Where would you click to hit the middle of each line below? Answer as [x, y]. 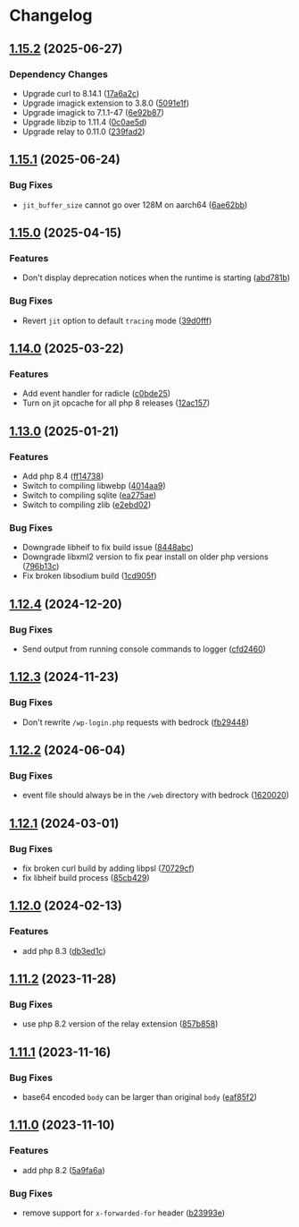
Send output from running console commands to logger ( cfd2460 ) [144, 649]
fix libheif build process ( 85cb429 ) [86, 877]
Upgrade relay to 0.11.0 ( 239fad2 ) [83, 132]
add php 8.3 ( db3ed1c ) [64, 950]
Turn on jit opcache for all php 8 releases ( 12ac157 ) [116, 403]
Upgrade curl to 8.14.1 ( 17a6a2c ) [81, 93]
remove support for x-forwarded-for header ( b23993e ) [124, 1213]
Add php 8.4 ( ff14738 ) [63, 476]
